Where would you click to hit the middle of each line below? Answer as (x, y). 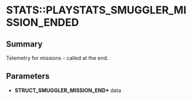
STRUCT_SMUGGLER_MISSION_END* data (68, 90)
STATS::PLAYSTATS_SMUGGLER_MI (96, 10)
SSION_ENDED (43, 22)
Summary (24, 44)
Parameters (28, 76)
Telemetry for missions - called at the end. (57, 58)
